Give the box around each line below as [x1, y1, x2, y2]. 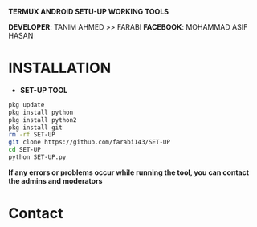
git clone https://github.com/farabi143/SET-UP [8, 138, 171, 147]
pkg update [8, 100, 45, 109]
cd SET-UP [8, 146, 42, 154]
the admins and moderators [8, 176, 103, 185]
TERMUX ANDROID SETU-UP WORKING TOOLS [8, 7, 169, 16]
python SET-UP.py [8, 153, 67, 161]
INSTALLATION [8, 59, 111, 77]
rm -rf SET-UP [8, 131, 56, 139]
